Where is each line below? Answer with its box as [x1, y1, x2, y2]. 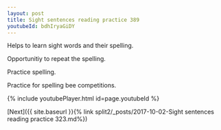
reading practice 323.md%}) [7, 115, 88, 123]
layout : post [7, 10, 45, 17]
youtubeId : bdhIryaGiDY [7, 23, 75, 29]
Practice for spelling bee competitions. [7, 81, 117, 90]
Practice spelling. [7, 68, 56, 76]
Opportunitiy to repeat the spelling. [7, 55, 106, 63]
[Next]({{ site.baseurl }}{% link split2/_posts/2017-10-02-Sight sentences [7, 107, 215, 116]
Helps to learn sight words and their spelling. [7, 42, 134, 50]
